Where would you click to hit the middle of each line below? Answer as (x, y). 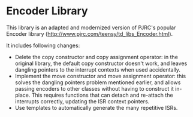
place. (22, 95)
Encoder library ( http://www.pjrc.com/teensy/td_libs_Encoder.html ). (90, 33)
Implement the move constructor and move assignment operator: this (100, 76)
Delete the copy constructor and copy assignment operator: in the (96, 57)
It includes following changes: (43, 45)
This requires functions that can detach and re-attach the (102, 95)
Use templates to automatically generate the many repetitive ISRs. (96, 107)
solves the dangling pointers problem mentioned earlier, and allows (98, 82)
